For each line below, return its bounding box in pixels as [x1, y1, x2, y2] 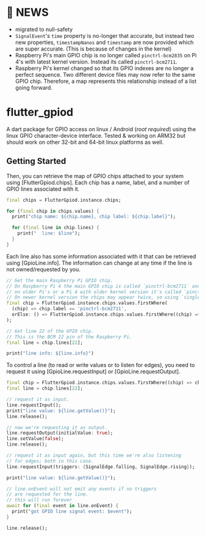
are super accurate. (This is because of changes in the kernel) [15, 45, 172, 52]
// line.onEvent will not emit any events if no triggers [6, 486, 157, 492]
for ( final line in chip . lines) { [12, 225, 99, 231]
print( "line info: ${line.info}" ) [6, 350, 95, 357]
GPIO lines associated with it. [6, 185, 80, 193]
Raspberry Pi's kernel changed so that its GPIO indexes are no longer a [15, 64, 194, 72]
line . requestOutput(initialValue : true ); [6, 430, 113, 436]
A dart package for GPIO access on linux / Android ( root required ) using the [6, 125, 196, 133]
